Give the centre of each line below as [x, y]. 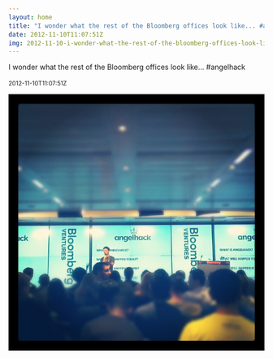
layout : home [30, 17]
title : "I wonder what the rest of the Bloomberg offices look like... [132, 26]
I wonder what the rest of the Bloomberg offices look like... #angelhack [127, 67]
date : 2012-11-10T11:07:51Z [56, 34]
